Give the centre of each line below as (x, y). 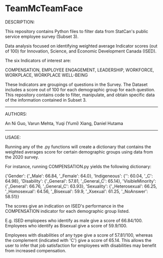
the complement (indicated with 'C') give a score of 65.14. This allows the (78, 240)
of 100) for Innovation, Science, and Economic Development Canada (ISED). (81, 51)
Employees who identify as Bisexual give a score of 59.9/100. (66, 225)
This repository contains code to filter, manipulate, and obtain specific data (80, 95)
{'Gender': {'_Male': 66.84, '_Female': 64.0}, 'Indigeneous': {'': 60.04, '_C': (79, 176)
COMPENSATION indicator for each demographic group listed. (67, 211)
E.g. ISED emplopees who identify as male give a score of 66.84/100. (74, 220)
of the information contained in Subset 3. (46, 100)
